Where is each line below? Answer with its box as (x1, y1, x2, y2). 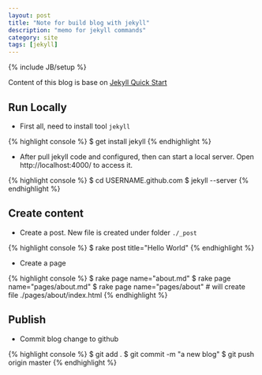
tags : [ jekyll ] (8, 41, 58, 49)
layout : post (8, 11, 51, 20)
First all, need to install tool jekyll (19, 121, 130, 131)
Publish (8, 313, 47, 327)
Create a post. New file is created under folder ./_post (19, 228, 197, 237)
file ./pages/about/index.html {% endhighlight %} (8, 290, 168, 299)
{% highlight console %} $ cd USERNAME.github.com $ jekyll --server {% (8, 175, 249, 185)
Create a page (19, 258, 66, 268)
